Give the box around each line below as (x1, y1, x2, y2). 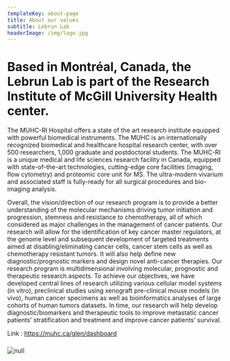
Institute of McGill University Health (7, 89, 218, 104)
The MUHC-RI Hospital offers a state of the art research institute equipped (7, 126, 220, 135)
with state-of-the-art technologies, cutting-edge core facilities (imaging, (7, 163, 213, 172)
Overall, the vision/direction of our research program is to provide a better (7, 198, 218, 207)
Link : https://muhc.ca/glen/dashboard (7, 329, 117, 337)
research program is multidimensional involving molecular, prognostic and (7, 264, 218, 273)
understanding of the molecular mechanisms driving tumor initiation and (7, 205, 213, 214)
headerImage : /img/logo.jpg (7, 29, 89, 37)
